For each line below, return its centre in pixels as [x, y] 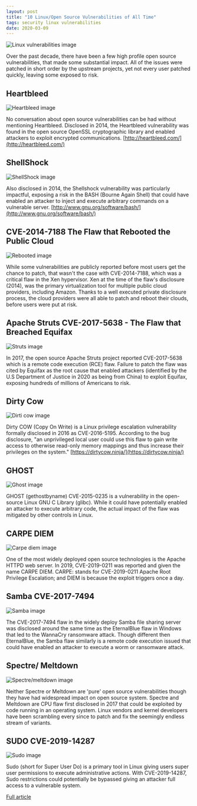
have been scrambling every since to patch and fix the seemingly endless [95, 716]
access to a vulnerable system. [44, 785]
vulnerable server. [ [30, 207]
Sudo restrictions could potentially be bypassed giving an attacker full [91, 779]
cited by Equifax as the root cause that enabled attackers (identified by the [96, 370]
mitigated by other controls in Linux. [50, 515]
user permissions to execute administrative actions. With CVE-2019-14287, [96, 773]
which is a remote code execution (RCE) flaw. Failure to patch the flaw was [96, 364]
